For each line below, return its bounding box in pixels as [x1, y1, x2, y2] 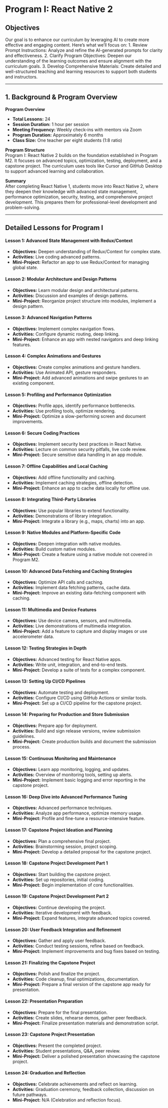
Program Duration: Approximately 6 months [12, 131, 103, 138]
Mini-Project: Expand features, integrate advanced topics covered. [12, 915, 151, 921]
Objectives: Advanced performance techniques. [12, 805, 112, 811]
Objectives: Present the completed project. [12, 1042, 102, 1048]
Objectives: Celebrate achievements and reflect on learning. [12, 1081, 137, 1087]
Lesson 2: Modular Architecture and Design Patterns [5, 276, 117, 282]
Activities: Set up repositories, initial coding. [12, 876, 105, 882]
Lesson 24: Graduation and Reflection [5, 1070, 86, 1076]
